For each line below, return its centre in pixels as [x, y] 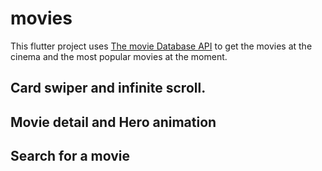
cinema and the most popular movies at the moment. [119, 56]
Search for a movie [70, 156]
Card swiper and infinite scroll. [108, 88]
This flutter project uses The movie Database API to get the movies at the [161, 46]
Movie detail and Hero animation [113, 122]
